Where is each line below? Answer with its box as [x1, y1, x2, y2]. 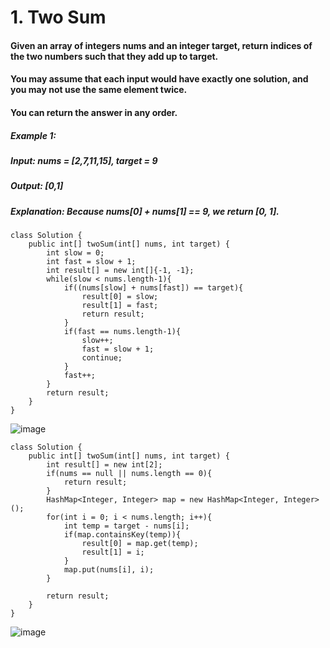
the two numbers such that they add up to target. [10, 50, 219, 62]
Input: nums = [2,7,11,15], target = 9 [10, 154, 158, 166]
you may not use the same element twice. [10, 84, 188, 96]
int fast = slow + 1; [46, 257, 137, 267]
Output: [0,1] [10, 180, 64, 192]
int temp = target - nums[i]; [63, 521, 190, 531]
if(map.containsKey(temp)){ [63, 530, 182, 540]
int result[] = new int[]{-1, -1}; [46, 266, 195, 276]
